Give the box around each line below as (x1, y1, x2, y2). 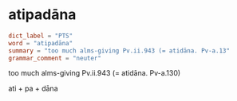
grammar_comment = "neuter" (8, 54, 102, 62)
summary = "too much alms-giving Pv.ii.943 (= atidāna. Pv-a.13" (8, 46, 230, 55)
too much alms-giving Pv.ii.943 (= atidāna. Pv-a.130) (8, 68, 181, 78)
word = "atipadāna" (8, 39, 73, 47)
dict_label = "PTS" (8, 32, 73, 40)
